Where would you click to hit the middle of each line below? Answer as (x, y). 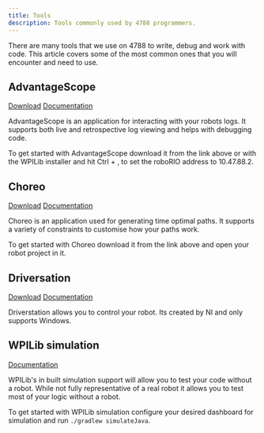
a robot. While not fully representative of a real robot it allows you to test (126, 388)
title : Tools (30, 15)
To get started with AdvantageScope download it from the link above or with (132, 153)
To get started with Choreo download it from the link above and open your (128, 245)
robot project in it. (37, 253)
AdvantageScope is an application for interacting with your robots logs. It (127, 121)
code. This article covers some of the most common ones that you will (123, 54)
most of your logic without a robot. (64, 397)
